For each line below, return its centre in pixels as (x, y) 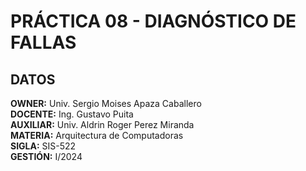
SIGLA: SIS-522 (43, 146)
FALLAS (43, 42)
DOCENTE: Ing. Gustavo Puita (72, 114)
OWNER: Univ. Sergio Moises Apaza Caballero (106, 103)
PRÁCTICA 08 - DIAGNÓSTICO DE (153, 21)
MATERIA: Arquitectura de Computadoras (97, 135)
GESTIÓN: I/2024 (46, 156)
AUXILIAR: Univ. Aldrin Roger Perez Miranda (102, 124)
